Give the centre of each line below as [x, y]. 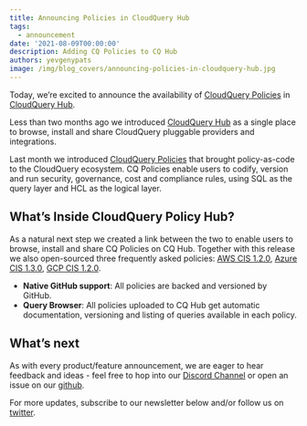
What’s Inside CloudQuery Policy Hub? [122, 217]
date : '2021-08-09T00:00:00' [65, 43]
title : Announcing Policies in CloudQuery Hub [100, 18]
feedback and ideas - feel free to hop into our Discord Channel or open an [149, 375]
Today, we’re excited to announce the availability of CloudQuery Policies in [150, 94]
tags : [20, 26]
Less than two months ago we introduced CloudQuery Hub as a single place [153, 122]
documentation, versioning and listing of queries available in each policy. [159, 315]
